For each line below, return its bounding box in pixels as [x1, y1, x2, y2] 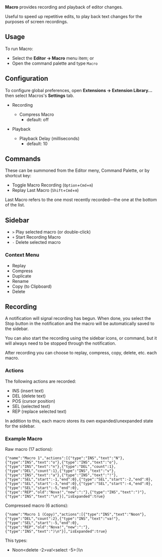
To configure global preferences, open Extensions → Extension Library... [5, 87, 153, 93]
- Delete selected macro [12, 240, 61, 245]
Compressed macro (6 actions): [5, 502, 69, 508]
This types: [5, 538, 28, 543]
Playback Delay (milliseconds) [19, 135, 80, 141]
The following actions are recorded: [5, 378, 76, 384]
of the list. [5, 202, 25, 208]
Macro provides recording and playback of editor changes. [5, 4, 123, 10]
